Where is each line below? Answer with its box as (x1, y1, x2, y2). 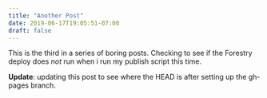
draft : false (8, 26, 52, 34)
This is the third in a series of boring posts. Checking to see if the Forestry (8, 49, 253, 58)
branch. (30, 80, 56, 90)
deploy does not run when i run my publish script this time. (8, 57, 202, 66)
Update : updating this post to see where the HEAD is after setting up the (8, 73, 247, 82)
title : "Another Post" (8, 11, 84, 20)
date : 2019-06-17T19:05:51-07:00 (8, 19, 120, 27)
